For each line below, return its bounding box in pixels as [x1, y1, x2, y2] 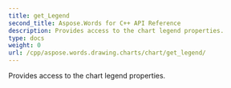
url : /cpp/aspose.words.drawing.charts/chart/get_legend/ [8, 49, 206, 57]
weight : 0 [8, 42, 42, 50]
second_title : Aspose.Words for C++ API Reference [8, 19, 181, 27]
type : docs [8, 34, 45, 42]
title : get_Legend [8, 11, 70, 20]
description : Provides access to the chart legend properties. [8, 26, 225, 34]
